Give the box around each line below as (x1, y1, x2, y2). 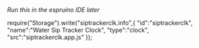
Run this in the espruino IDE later (7, 6, 100, 14)
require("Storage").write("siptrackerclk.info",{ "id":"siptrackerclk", (7, 19, 194, 26)
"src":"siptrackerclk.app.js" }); (7, 33, 93, 41)
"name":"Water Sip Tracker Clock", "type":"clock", (7, 26, 150, 34)
